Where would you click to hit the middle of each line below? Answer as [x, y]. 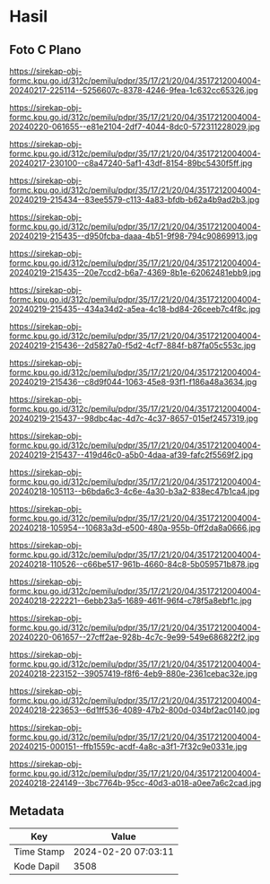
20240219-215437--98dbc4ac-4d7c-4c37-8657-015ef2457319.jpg [134, 418]
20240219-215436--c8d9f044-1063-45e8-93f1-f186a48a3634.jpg [133, 382]
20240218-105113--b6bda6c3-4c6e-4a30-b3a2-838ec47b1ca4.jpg [135, 491]
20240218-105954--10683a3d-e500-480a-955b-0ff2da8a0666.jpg [135, 528]
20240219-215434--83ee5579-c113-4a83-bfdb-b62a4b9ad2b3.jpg [135, 200]
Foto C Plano [45, 50]
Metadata [37, 811]
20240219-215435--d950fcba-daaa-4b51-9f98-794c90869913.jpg [134, 236]
